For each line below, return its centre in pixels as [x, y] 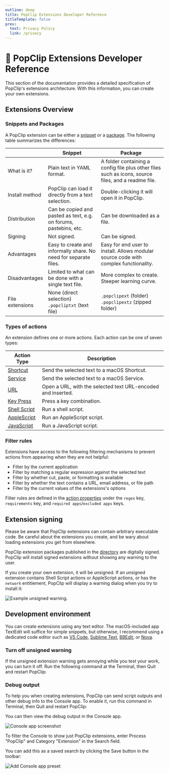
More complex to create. [130, 274]
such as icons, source [126, 174]
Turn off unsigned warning [38, 650]
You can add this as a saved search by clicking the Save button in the [77, 751]
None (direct [63, 292]
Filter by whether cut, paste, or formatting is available [68, 478]
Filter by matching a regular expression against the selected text [79, 472]
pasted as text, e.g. [70, 215]
